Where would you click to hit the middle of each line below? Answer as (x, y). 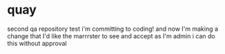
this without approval (37, 43)
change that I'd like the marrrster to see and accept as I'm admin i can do (111, 36)
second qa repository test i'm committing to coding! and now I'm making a (113, 29)
